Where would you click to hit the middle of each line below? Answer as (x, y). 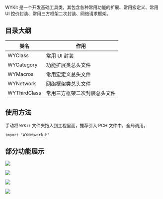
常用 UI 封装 (60, 55)
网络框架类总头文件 (68, 84)
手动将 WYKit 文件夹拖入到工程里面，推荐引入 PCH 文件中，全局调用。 (77, 125)
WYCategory (23, 65)
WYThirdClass (24, 93)
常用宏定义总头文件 (68, 74)
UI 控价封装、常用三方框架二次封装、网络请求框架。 (58, 13)
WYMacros (21, 74)
